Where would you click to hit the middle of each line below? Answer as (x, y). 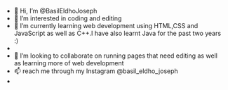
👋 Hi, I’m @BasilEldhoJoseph (55, 11)
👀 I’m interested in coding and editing (68, 18)
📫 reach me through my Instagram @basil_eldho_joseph (96, 71)
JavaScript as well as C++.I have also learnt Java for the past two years (118, 33)
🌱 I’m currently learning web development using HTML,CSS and (106, 26)
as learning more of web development (69, 63)
